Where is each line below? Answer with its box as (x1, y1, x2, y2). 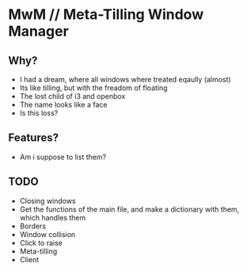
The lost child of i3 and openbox (19, 92, 126, 100)
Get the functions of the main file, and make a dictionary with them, (19, 204, 240, 214)
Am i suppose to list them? (19, 152, 107, 161)
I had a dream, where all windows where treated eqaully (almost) (19, 75, 231, 84)
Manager (8, 22, 69, 40)
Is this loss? (19, 108, 59, 118)
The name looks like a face (19, 100, 108, 109)
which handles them (19, 213, 86, 222)
